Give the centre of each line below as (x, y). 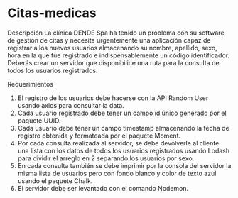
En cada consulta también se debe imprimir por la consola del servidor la (124, 165)
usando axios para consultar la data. (71, 105)
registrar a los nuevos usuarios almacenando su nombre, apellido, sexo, (113, 48)
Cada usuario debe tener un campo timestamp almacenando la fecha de (123, 128)
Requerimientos (31, 84)
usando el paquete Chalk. (55, 181)
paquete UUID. (39, 120)
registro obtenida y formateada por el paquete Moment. (99, 136)
